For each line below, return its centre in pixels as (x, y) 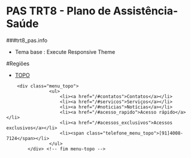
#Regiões (18, 63)
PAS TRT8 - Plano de (59, 11)
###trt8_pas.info (27, 40)
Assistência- (145, 11)
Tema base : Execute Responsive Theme (65, 51)
